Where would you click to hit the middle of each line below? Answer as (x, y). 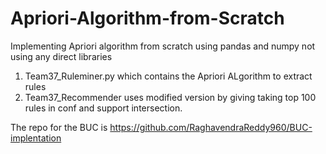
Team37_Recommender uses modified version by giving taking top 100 (170, 97)
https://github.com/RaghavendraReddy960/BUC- (211, 127)
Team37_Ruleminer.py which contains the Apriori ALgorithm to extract (168, 76)
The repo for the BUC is (59, 127)
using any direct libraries (61, 56)
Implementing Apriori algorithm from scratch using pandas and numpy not (163, 46)
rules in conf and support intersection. (103, 108)
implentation (36, 138)
